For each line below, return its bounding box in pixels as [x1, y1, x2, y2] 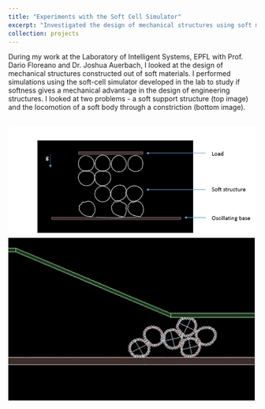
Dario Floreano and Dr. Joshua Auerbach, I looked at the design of [8, 60, 223, 70]
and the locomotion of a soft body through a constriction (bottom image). [8, 103, 246, 112]
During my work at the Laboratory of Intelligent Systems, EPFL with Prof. [8, 52, 244, 62]
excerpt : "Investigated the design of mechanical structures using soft [8, 21, 252, 29]
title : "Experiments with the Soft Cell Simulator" [8, 13, 181, 21]
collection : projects [8, 29, 80, 37]
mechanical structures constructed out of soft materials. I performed [8, 69, 231, 78]
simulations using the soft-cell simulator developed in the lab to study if [8, 78, 241, 87]
